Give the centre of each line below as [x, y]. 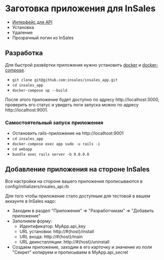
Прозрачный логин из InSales [43, 38]
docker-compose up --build [40, 90]
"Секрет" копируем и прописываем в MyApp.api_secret [70, 252]
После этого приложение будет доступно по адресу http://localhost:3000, [82, 99]
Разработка [24, 53]
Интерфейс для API [32, 22]
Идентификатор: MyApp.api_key [52, 226]
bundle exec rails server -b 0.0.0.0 [51, 155]
